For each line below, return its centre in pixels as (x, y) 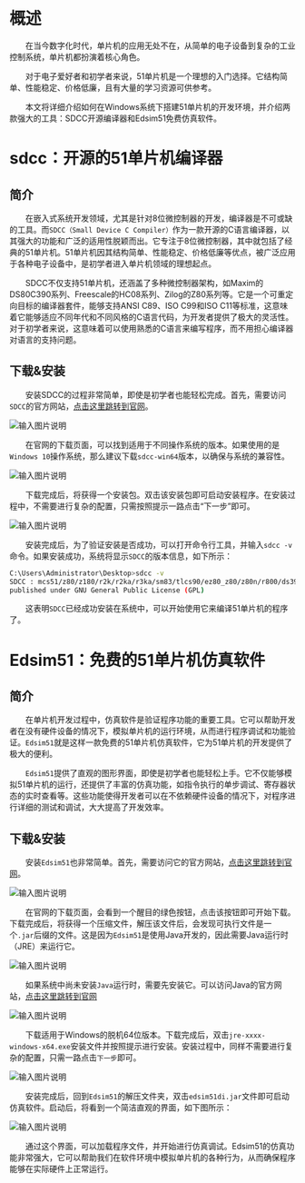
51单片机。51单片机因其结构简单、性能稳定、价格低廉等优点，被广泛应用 (160, 252)
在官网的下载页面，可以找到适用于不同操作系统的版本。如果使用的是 (152, 444)
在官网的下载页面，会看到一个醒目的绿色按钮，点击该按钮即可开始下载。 (161, 912)
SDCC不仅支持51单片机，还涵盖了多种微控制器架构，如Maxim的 (145, 283)
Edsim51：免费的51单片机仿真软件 (138, 660)
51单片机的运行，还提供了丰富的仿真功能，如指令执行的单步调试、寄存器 (152, 785)
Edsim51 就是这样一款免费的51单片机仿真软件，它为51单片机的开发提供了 (159, 742)
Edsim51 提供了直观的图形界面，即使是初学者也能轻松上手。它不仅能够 (155, 773)
